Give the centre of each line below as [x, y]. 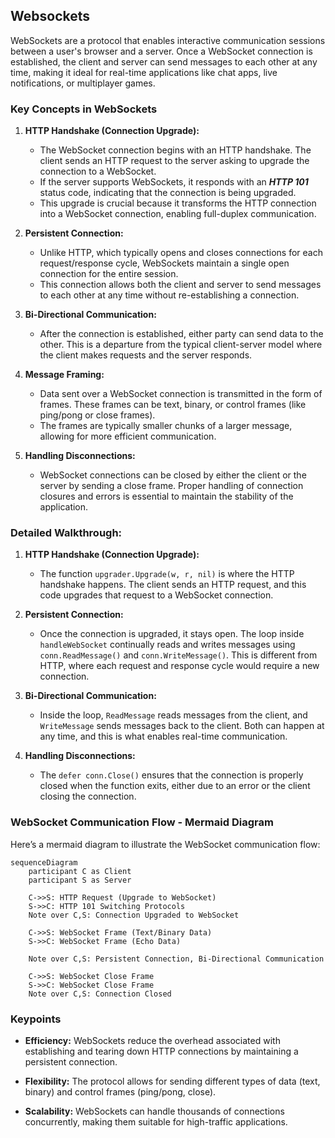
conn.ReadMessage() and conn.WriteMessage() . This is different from [178, 655]
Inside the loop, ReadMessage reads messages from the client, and [173, 715]
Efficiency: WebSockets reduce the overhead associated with [152, 1040]
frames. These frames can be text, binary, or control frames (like [173, 405]
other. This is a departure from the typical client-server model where [181, 345]
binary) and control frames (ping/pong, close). [120, 1092]
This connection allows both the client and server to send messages [180, 285]
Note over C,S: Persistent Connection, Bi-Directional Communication [176, 959]
